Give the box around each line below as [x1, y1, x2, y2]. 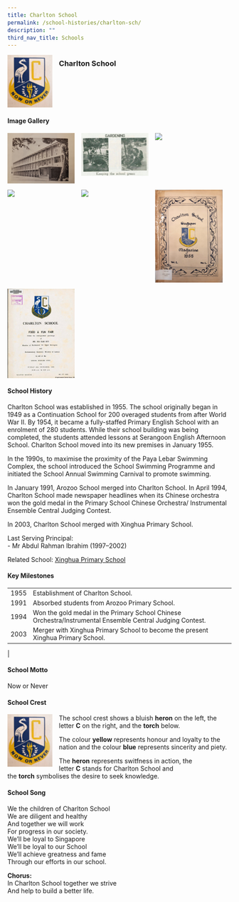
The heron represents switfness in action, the [58, 757, 193, 766]
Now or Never [7, 682, 48, 691]
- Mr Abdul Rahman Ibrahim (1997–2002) [7, 541, 127, 550]
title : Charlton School [7, 11, 78, 19]
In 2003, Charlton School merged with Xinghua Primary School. [7, 520, 193, 528]
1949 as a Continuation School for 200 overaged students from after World [7, 410, 227, 419]
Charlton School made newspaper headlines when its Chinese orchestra [7, 491, 219, 499]
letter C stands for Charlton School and [58, 764, 174, 773]
